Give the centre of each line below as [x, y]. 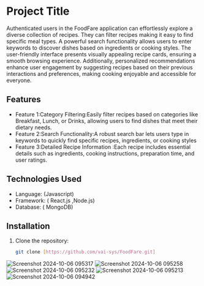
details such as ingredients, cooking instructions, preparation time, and [105, 153]
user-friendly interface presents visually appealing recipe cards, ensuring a [101, 54]
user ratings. [31, 160]
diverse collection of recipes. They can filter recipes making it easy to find [100, 34]
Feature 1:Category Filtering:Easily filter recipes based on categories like [107, 114]
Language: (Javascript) [45, 194]
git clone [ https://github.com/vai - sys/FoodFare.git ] [85, 252]
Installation [28, 226]
